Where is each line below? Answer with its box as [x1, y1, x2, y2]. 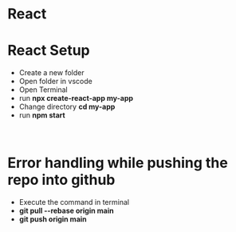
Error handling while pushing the [7, 154, 228, 172]
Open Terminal [18, 85, 69, 94]
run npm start [18, 110, 65, 120]
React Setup [7, 42, 90, 60]
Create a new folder [18, 68, 85, 78]
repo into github [7, 171, 116, 189]
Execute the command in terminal [18, 198, 129, 207]
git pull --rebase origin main [18, 206, 114, 216]
